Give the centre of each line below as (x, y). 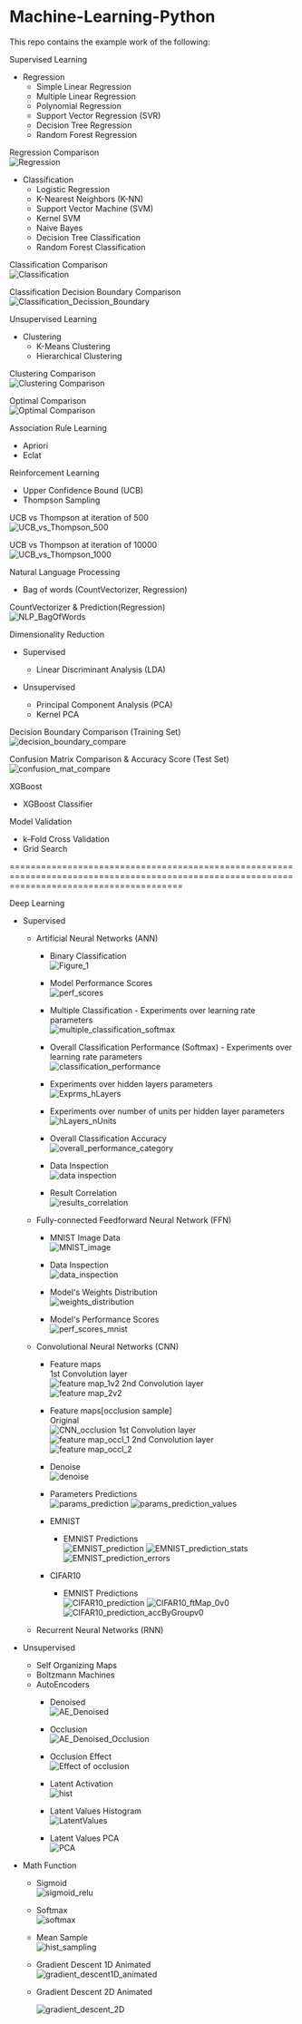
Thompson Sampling (61, 500)
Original (64, 1420)
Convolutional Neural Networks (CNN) (107, 1346)
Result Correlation (83, 1193)
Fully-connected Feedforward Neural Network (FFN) (134, 1220)
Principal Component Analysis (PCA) (104, 704)
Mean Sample (62, 1937)
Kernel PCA (58, 714)
